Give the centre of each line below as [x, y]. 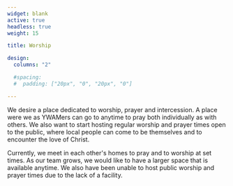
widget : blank [28, 14]
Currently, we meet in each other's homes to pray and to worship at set [110, 153]
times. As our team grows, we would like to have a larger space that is [107, 160]
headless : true [29, 26]
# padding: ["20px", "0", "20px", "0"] [73, 84]
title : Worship [29, 46]
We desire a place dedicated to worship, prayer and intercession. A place [112, 109]
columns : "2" [32, 65]
